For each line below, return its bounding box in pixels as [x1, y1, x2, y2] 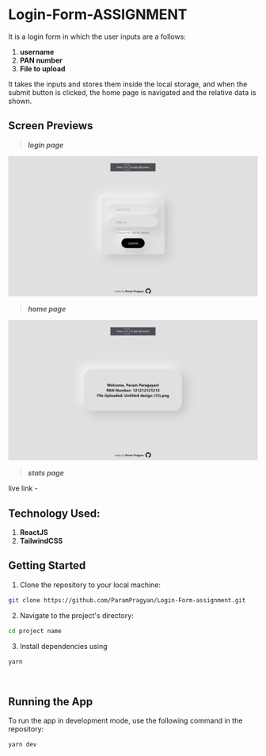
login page [27, 140, 64, 150]
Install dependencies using [19, 641, 108, 651]
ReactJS [19, 528, 49, 537]
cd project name [8, 627, 62, 635]
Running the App [8, 695, 93, 708]
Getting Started [8, 559, 86, 572]
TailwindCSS [19, 536, 63, 546]
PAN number [19, 55, 63, 65]
